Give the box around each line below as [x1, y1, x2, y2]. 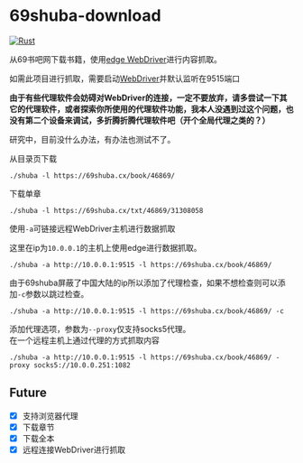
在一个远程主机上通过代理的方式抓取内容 [9, 335, 160, 346]
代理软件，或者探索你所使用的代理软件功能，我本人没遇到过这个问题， [24, 103, 286, 114]
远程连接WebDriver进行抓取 [22, 444, 126, 455]
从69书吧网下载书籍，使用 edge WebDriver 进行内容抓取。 [9, 53, 223, 64]
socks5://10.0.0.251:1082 [32, 360, 131, 370]
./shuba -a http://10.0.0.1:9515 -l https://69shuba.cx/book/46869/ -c [9, 306, 284, 316]
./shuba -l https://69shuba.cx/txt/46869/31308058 [9, 206, 204, 215]
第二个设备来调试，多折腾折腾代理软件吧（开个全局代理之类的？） [24, 115, 271, 125]
